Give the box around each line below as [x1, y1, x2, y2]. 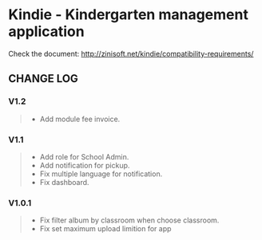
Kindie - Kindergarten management [8, 6, 249, 24]
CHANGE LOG [8, 72, 78, 85]
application [8, 22, 85, 41]
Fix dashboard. [39, 177, 89, 187]
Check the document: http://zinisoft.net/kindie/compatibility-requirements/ [8, 49, 254, 58]
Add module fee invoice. [39, 114, 121, 124]
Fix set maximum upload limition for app [39, 224, 172, 234]
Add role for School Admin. [39, 151, 129, 161]
